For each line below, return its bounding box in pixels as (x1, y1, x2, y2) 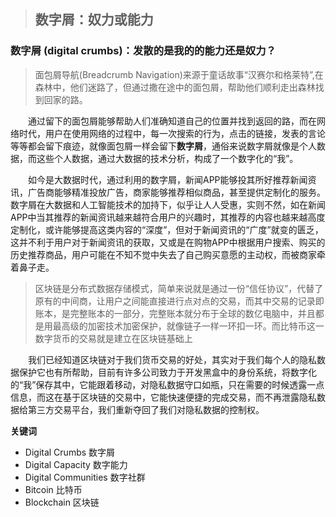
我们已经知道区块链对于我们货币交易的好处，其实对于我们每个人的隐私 (28, 353, 317, 365)
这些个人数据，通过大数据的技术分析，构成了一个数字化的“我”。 (36, 152, 299, 164)
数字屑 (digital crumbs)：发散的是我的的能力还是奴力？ (10, 44, 277, 58)
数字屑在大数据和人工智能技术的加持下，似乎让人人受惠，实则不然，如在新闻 (10, 198, 326, 210)
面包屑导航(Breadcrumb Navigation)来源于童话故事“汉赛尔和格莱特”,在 (34, 68, 324, 80)
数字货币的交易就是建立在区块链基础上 (34, 332, 193, 344)
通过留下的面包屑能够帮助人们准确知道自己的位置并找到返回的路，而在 (28, 115, 317, 127)
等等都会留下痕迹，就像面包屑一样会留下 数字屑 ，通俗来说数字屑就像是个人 (10, 140, 317, 152)
